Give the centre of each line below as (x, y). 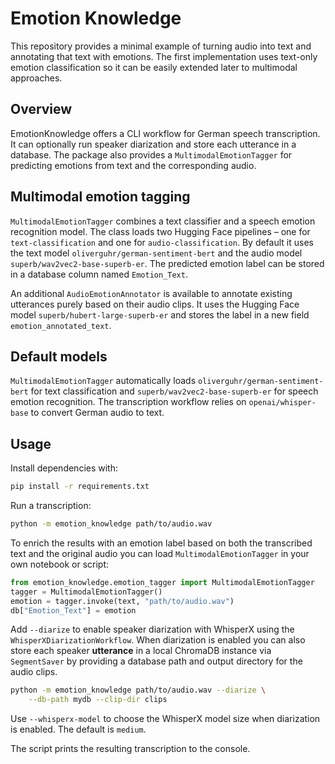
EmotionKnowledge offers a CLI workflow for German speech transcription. (165, 133)
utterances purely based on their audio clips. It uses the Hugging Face (155, 304)
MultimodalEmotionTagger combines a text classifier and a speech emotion (163, 221)
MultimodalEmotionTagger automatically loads (103, 381)
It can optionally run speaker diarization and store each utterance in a (153, 144)
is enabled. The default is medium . (78, 729)
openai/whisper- (282, 403)
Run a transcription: (51, 506)
